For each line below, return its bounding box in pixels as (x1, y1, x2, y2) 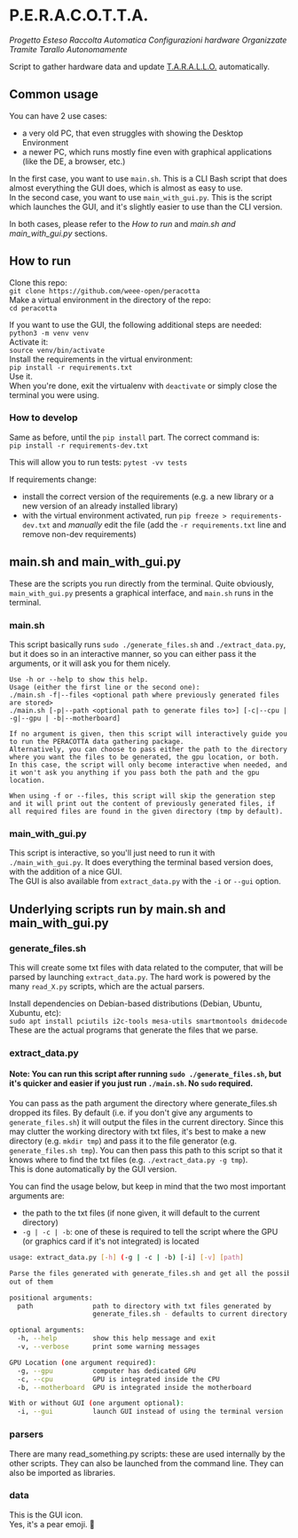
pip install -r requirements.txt (9, 363, 133, 372)
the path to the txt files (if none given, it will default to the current (21, 1207, 260, 1219)
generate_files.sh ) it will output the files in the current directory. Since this (9, 1117, 284, 1128)
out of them (9, 1277, 53, 1286)
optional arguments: (9, 1326, 86, 1335)
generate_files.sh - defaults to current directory (92, 1309, 288, 1319)
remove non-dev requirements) (21, 528, 137, 539)
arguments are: (9, 1191, 65, 1201)
